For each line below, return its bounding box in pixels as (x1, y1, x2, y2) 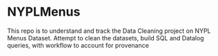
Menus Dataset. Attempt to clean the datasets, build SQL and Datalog (7, 33, 205, 42)
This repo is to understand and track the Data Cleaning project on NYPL (7, 27, 212, 35)
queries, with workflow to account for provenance (7, 41, 150, 49)
